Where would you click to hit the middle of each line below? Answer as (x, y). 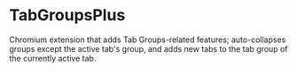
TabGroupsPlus (67, 15)
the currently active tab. (53, 58)
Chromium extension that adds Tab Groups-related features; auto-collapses (148, 40)
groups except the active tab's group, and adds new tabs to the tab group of (148, 48)
